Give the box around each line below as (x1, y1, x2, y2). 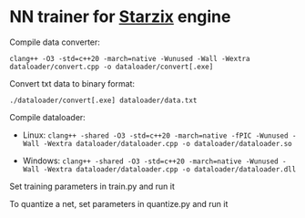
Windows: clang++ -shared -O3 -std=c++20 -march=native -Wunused (22, 155, 280, 166)
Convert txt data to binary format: (9, 78, 135, 88)
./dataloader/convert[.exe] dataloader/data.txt (9, 96, 198, 105)
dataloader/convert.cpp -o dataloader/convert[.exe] (9, 62, 214, 71)
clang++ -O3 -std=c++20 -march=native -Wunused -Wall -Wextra (9, 54, 250, 63)
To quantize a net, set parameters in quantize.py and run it (9, 198, 229, 209)
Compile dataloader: (9, 111, 86, 122)
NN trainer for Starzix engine (9, 6, 231, 27)
